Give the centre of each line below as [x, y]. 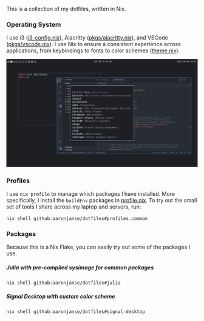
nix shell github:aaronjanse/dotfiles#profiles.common [77, 219]
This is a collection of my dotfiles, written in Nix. [66, 9]
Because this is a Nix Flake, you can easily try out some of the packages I [98, 247]
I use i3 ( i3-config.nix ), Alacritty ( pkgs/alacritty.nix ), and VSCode [87, 38]
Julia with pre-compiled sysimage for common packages [80, 267]
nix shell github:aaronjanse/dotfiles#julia [63, 283]
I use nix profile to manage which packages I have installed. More [91, 194]
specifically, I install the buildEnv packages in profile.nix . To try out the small [102, 201]
